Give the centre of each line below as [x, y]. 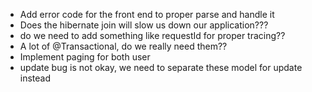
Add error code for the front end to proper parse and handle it [147, 14]
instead [35, 78]
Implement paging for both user [85, 57]
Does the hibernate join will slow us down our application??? [144, 25]
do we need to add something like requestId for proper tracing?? [152, 35]
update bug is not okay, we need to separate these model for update [161, 67]
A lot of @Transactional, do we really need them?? [123, 46]
